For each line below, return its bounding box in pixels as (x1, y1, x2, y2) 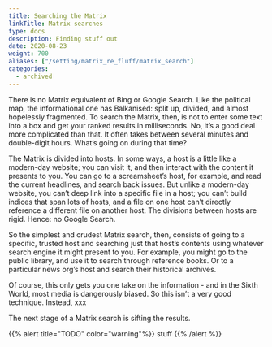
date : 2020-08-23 (8, 42, 67, 50)
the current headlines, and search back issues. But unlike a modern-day (8, 180, 250, 189)
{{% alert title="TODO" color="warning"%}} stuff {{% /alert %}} (8, 328, 222, 338)
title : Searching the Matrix (8, 11, 107, 20)
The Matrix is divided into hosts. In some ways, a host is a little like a (8, 154, 237, 163)
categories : (8, 65, 49, 73)
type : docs (8, 27, 45, 35)
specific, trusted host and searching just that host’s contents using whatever (8, 238, 264, 248)
